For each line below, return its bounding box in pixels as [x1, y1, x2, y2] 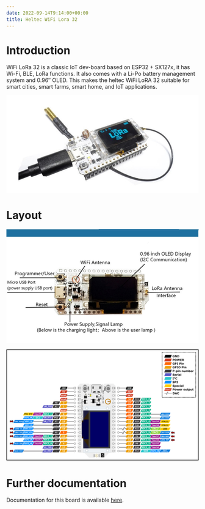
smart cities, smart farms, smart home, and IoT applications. [6, 83, 157, 91]
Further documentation [6, 476, 127, 490]
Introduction [6, 43, 71, 58]
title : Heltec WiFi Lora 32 [6, 16, 78, 23]
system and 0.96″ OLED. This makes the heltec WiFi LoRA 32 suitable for [6, 76, 190, 84]
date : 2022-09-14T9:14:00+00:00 [6, 10, 88, 16]
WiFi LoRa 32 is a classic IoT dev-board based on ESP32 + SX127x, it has [6, 64, 190, 71]
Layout [6, 209, 42, 223]
